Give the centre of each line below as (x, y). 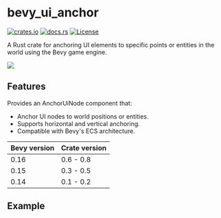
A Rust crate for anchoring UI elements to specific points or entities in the (111, 45)
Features (26, 87)
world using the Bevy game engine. (57, 52)
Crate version (84, 147)
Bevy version (33, 147)
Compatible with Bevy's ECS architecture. (76, 131)
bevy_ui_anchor (53, 13)
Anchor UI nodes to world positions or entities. (83, 116)
